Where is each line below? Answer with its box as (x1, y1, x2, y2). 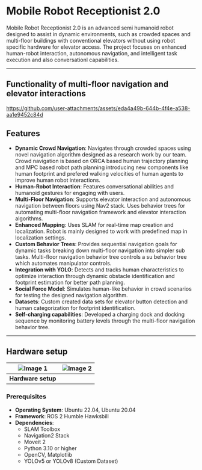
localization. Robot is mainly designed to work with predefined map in (14, 227, 188, 235)
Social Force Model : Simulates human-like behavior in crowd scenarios (14, 285, 192, 292)
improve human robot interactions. (14, 176, 101, 184)
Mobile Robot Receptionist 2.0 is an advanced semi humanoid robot (6, 24, 174, 31)
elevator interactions (6, 88, 86, 99)
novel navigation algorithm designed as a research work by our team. (14, 150, 187, 158)
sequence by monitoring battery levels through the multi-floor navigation (14, 317, 195, 324)
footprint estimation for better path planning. (14, 279, 125, 286)
